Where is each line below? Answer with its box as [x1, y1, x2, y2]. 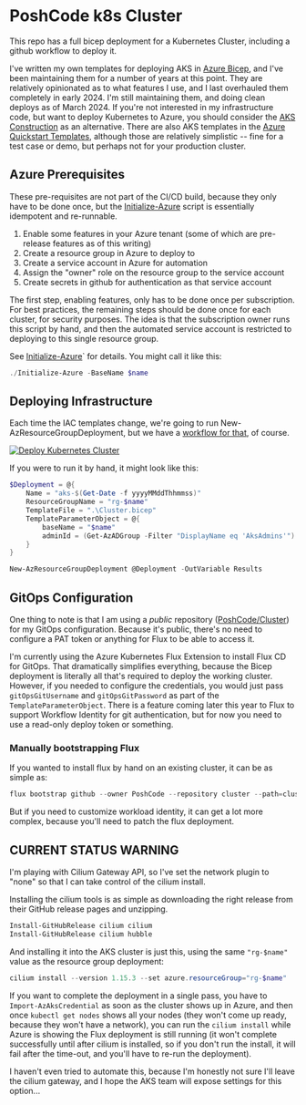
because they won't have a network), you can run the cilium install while [9, 1018, 291, 1030]
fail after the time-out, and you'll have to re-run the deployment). [9, 1048, 252, 1059]
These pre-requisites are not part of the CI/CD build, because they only [9, 191, 278, 201]
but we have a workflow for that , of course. [127, 428, 290, 439]
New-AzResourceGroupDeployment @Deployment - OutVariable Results [9, 564, 262, 574]
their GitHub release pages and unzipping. [9, 904, 168, 914]
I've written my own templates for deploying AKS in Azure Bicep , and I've [9, 63, 284, 74]
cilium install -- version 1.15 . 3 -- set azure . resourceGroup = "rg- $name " [9, 973, 287, 983]
